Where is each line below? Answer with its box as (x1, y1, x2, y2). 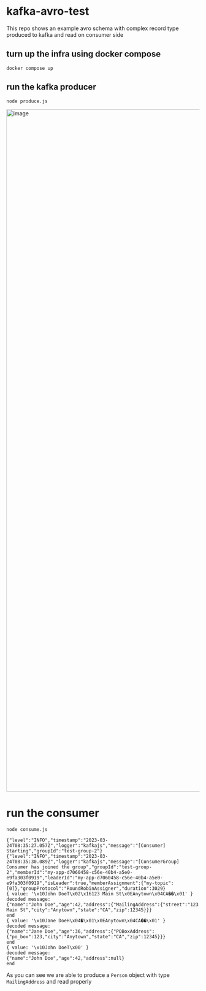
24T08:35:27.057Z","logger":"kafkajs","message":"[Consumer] (6, 842, 166, 849)
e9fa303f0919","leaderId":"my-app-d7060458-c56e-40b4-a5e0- (6, 874, 164, 881)
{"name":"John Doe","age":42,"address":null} (6, 955, 124, 961)
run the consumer (6, 806, 99, 820)
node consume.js (6, 826, 48, 832)
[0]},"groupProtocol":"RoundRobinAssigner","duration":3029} (6, 885, 166, 892)
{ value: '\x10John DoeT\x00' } (6, 944, 89, 951)
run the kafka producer (6, 82, 96, 93)
